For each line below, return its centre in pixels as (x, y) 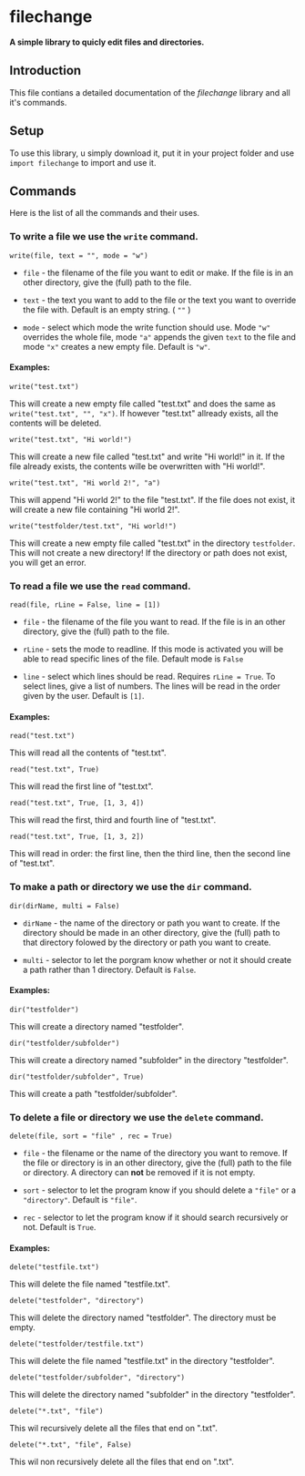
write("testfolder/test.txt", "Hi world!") (93, 526)
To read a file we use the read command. (100, 586)
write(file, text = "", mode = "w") (79, 256)
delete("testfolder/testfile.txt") (77, 1344)
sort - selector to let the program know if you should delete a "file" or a (159, 1190)
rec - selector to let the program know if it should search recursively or (155, 1217)
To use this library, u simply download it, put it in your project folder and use (152, 153)
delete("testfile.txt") (55, 1267)
